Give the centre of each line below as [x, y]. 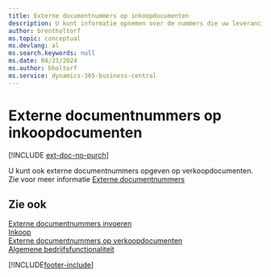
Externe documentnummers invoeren [70, 224]
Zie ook [27, 204]
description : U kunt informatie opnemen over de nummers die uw [119, 23]
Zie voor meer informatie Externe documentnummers [97, 179]
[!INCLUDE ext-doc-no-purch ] [58, 155]
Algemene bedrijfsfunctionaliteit [61, 250]
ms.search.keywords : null [52, 53]
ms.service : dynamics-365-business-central [83, 76]
